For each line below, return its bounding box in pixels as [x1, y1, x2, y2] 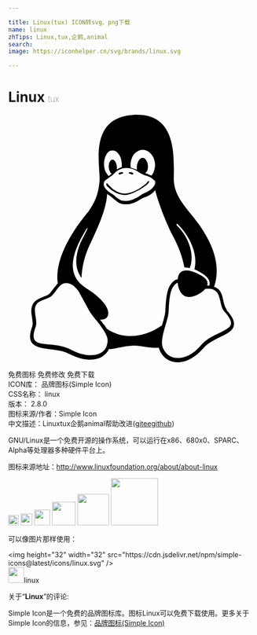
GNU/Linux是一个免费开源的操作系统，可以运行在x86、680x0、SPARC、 [8, 435, 244, 445]
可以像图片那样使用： [8, 534, 77, 544]
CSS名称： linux [8, 390, 61, 399]
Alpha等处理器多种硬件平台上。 [8, 446, 110, 455]
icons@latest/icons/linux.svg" [8, 559, 105, 568]
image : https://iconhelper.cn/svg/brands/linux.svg [8, 48, 181, 56]
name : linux [8, 25, 47, 34]
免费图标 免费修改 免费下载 [8, 370, 95, 380]
